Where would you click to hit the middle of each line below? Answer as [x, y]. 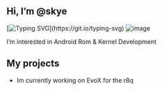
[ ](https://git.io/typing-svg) [65, 28]
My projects [33, 64]
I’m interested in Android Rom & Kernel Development [82, 42]
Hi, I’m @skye [37, 11]
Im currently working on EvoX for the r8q [75, 80]
